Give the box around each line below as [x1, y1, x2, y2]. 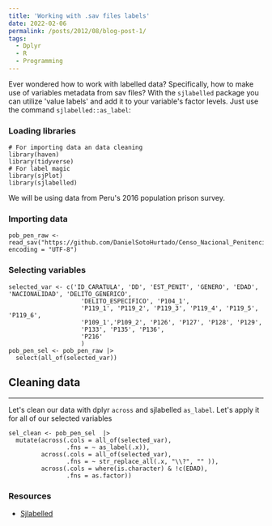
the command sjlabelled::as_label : [8, 104, 131, 114]
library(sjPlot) [8, 172, 63, 180]
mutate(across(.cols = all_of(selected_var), [15, 436, 172, 444]
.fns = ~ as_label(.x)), [66, 443, 151, 452]
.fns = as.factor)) [66, 471, 132, 480]
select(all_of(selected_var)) [15, 354, 117, 362]
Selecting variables [8, 265, 87, 276]
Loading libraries [8, 125, 77, 136]
